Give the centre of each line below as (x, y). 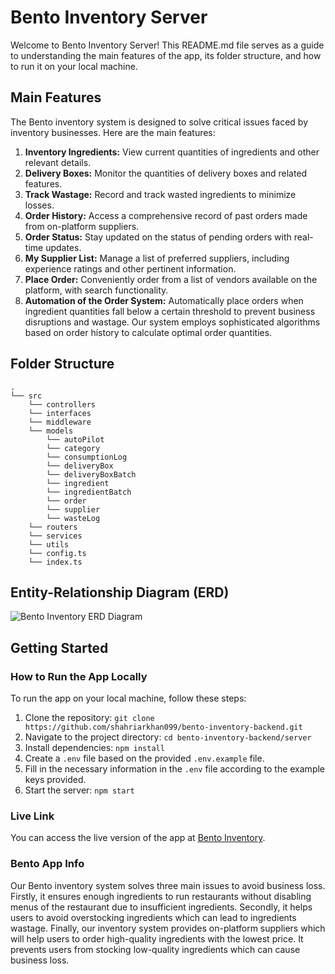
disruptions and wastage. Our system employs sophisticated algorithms (172, 322)
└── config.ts (57, 553)
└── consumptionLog (87, 457)
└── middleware (60, 422)
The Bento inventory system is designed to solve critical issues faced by (159, 122)
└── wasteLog (73, 518)
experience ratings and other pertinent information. (130, 268)
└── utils (49, 544)
